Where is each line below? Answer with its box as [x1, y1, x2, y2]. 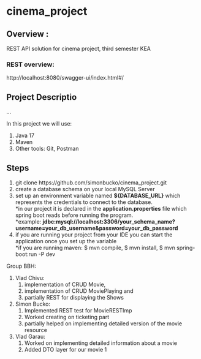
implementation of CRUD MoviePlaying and [24, 287, 134, 295]
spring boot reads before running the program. [15, 211, 134, 219]
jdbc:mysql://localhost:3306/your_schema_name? [42, 217, 176, 225]
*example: [15, 217, 42, 225]
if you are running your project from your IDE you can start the [15, 231, 173, 238]
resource [24, 326, 48, 333]
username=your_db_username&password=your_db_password [15, 224, 178, 232]
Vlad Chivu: [15, 274, 45, 281]
